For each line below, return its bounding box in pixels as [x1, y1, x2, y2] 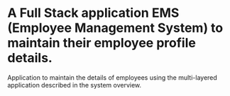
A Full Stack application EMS [7, 5, 180, 21]
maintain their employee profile [7, 35, 197, 51]
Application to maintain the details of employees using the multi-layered [7, 73, 218, 82]
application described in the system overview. [7, 80, 142, 89]
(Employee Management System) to [7, 20, 224, 36]
